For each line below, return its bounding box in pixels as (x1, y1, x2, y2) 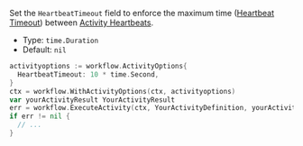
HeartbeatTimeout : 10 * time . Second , (17, 69, 160, 79)
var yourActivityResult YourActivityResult (9, 95, 176, 105)
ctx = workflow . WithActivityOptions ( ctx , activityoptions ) (9, 87, 236, 96)
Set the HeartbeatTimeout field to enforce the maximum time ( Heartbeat (9, 8, 275, 18)
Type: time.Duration (22, 35, 99, 45)
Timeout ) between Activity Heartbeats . (9, 17, 154, 28)
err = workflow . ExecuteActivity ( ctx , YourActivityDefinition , (9, 104, 248, 113)
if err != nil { (9, 112, 70, 121)
